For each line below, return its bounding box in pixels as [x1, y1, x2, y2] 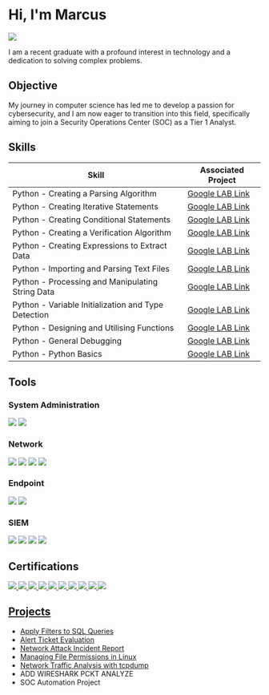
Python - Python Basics [12, 348, 102, 359]
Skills [8, 140, 36, 154]
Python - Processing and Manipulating [12, 276, 159, 287]
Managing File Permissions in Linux [19, 652, 137, 661]
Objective [8, 79, 58, 93]
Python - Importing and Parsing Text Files [12, 263, 171, 274]
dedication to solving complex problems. [8, 55, 143, 65]
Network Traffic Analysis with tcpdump [19, 660, 150, 670]
